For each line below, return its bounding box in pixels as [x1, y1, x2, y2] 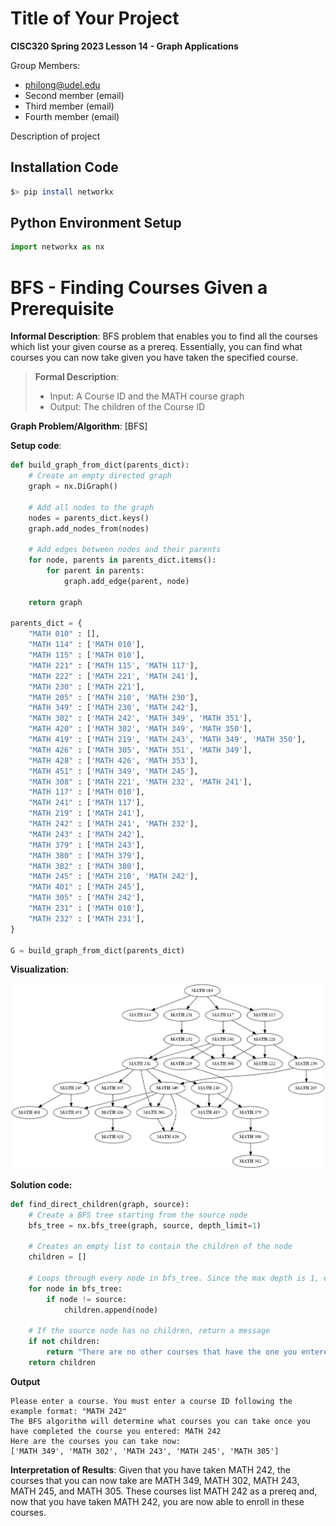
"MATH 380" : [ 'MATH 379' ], [28, 850, 145, 861]
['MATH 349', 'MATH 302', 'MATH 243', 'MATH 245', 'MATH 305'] [10, 1446, 280, 1456]
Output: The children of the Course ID [49, 401, 206, 413]
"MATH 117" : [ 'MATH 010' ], [28, 787, 145, 797]
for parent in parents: [46, 566, 145, 576]
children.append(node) [63, 1305, 159, 1315]
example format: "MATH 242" [10, 1406, 128, 1416]
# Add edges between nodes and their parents [28, 545, 222, 555]
